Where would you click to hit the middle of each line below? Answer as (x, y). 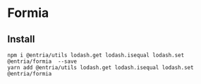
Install (21, 39)
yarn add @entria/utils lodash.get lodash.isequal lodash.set (100, 68)
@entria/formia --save (42, 61)
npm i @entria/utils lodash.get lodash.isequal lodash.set (96, 55)
